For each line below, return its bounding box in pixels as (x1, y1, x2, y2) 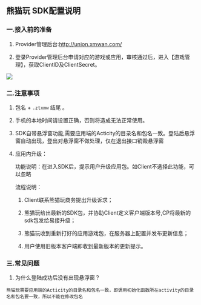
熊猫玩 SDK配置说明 (6, 5, 81, 16)
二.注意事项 (6, 89, 40, 97)
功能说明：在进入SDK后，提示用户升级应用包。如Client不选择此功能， (15, 163, 189, 170)
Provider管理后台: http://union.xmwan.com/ (15, 40, 122, 47)
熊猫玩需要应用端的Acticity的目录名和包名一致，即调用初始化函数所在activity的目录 (6, 287, 194, 293)
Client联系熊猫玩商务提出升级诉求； (24, 196, 113, 203)
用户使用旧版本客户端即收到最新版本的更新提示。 (24, 242, 147, 250)
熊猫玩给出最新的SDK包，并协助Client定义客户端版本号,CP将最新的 (24, 209, 191, 216)
